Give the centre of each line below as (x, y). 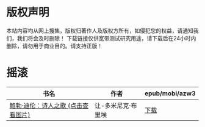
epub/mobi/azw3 (170, 93)
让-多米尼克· (113, 106)
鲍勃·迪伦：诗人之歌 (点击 (46, 106)
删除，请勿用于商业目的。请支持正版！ (54, 46)
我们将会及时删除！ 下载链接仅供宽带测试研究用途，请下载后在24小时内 (106, 38)
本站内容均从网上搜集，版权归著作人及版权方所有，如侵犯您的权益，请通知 (100, 31)
